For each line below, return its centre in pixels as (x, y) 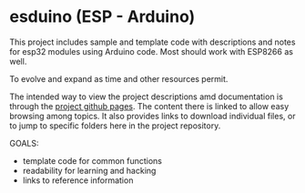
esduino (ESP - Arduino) (102, 17)
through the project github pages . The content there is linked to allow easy (149, 106)
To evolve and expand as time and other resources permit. (119, 78)
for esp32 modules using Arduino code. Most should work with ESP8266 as (152, 51)
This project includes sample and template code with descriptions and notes (152, 42)
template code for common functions (92, 160)
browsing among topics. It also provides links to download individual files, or (152, 116)
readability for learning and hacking (89, 170)
